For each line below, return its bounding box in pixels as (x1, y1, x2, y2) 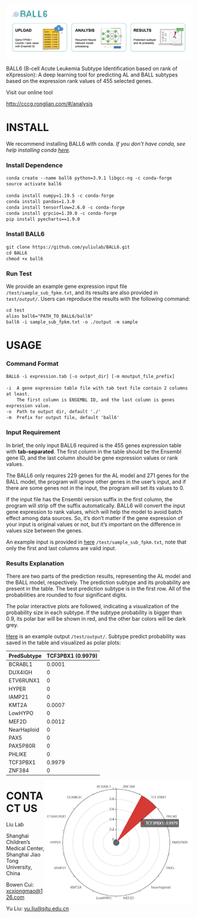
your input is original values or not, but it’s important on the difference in (6, 521, 181, 528)
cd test (6, 307, 25, 313)
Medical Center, (6, 845, 45, 852)
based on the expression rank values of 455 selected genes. (6, 78, 153, 85)
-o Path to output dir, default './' (6, 409, 101, 415)
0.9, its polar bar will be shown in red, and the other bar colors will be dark (6, 615, 186, 622)
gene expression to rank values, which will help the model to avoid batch (6, 508, 182, 515)
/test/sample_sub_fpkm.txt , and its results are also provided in (6, 289, 158, 296)
